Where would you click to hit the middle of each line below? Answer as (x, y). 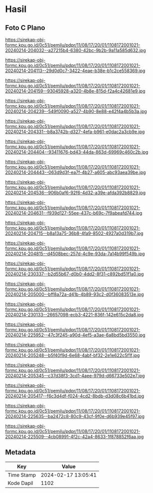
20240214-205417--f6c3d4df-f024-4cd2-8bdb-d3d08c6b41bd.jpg (75, 396)
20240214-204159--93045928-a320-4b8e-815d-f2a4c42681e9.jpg (75, 91)
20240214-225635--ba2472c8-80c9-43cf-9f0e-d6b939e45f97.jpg (75, 416)
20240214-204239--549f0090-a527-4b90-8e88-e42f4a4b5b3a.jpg (76, 111)
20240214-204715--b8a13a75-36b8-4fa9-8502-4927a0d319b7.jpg (74, 233)
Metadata (20, 452)
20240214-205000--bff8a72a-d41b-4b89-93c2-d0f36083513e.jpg (75, 294)
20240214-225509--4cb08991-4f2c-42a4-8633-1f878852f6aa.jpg (75, 437)
